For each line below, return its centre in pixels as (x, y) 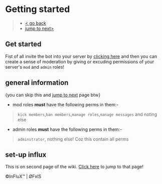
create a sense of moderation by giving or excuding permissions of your (80, 62)
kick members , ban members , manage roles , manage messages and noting (87, 114)
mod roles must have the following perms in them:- (65, 104)
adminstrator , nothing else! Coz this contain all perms (73, 139)
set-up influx (26, 155)
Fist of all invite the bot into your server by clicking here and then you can (81, 56)
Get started (23, 44)
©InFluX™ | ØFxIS (23, 176)
